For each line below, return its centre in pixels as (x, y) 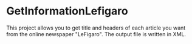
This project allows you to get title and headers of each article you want (96, 28)
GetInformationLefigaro (67, 11)
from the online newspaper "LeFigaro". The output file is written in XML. (96, 34)
